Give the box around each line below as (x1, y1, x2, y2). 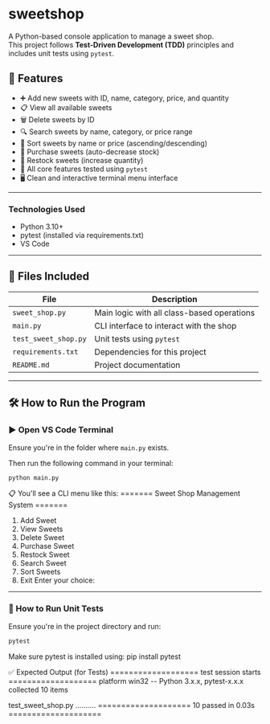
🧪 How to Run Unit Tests (8, 603, 104, 615)
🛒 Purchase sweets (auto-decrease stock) (19, 146, 160, 157)
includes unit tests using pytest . (8, 48, 115, 58)
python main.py (8, 473, 59, 482)
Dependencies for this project (94, 346, 207, 358)
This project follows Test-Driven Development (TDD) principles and (8, 39, 235, 49)
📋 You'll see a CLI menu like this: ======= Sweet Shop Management (8, 489, 241, 498)
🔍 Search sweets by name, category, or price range (19, 126, 193, 137)
